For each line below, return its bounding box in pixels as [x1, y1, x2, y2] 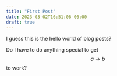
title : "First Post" [6, 8, 56, 15]
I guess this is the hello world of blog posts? [6, 35, 112, 42]
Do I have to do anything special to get [6, 46, 99, 53]
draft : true [6, 19, 35, 25]
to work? [6, 64, 27, 71]
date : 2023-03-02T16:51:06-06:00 [6, 14, 87, 20]
